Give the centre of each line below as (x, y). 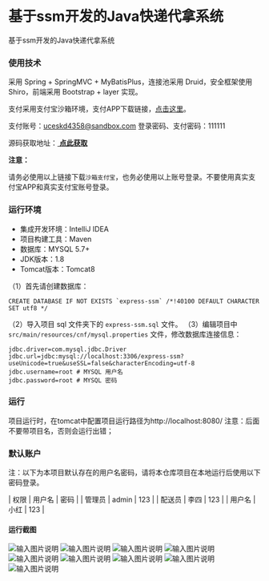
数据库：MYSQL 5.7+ (55, 248)
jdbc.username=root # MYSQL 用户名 (66, 372)
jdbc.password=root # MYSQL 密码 (63, 380)
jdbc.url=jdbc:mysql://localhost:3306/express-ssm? (96, 356)
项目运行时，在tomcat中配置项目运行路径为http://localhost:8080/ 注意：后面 (134, 421)
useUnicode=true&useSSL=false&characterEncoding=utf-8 (102, 363)
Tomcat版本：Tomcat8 (57, 268)
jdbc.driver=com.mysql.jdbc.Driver (68, 349)
